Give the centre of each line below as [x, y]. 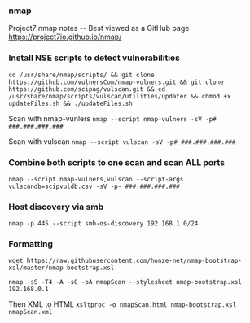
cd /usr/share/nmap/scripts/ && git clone [81, 75]
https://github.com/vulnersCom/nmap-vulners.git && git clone [116, 82]
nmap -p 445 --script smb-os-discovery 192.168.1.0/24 [103, 224]
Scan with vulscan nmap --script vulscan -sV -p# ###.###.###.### [122, 141]
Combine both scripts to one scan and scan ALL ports [117, 162]
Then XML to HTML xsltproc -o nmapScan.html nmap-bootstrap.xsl [123, 304]
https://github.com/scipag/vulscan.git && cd [87, 89]
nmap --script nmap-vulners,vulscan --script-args [96, 179]
